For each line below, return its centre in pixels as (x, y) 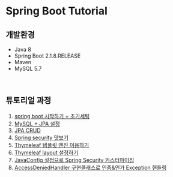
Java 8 (23, 49)
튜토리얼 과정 (29, 100)
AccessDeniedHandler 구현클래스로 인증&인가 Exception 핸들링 (90, 167)
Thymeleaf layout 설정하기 (46, 152)
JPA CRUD (28, 130)
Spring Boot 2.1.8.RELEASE (47, 56)
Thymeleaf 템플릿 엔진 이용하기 (52, 145)
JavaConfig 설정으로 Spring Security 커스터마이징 (74, 160)
